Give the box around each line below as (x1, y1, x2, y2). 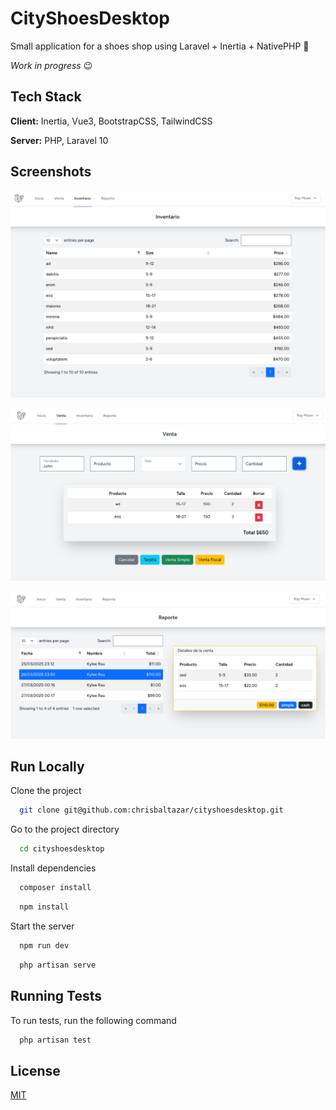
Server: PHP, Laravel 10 (10, 134, 109, 146)
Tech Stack (10, 88, 82, 106)
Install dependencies (10, 862, 97, 874)
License (10, 1062, 61, 1079)
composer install (19, 883, 92, 893)
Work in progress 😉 (10, 59, 93, 71)
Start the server (10, 920, 75, 932)
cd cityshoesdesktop (19, 844, 105, 854)
